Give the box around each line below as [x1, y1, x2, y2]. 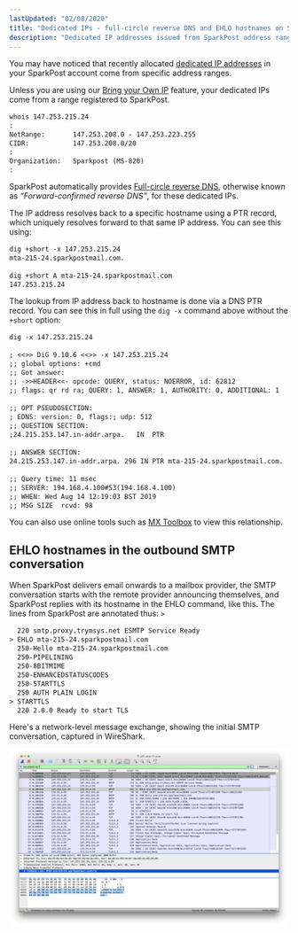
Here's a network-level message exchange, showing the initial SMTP [9, 722, 260, 733]
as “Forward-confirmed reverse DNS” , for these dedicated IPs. [9, 190, 239, 201]
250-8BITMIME [17, 662, 66, 671]
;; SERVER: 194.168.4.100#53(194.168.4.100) [9, 484, 176, 493]
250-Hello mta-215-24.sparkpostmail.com [17, 644, 169, 653]
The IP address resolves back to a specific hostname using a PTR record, [9, 208, 278, 219]
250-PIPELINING [17, 653, 74, 662]
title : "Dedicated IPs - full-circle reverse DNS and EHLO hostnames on [9, 23, 284, 33]
